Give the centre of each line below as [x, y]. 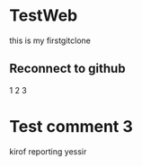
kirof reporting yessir [48, 151]
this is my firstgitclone [50, 40]
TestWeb [44, 16]
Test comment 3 [71, 126]
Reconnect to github [67, 69]
